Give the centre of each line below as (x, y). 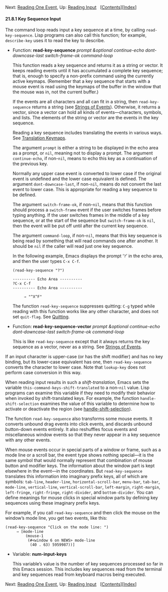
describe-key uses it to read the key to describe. (55, 41)
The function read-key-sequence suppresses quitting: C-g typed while (84, 306)
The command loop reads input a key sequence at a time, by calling (75, 30)
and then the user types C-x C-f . (46, 261)
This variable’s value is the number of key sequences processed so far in (88, 564)
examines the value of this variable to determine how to (97, 404)
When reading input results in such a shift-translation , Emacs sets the (77, 382)
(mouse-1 (34, 536)
